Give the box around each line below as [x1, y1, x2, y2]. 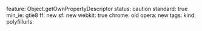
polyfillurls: [6, 18, 35, 25]
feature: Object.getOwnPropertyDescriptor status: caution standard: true [6, 5, 188, 12]
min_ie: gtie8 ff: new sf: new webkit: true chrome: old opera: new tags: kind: [6, 12, 196, 19]
